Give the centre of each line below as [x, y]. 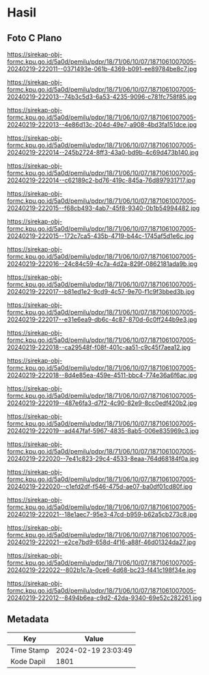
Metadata [28, 619]
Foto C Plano [34, 38]
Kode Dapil [28, 661]
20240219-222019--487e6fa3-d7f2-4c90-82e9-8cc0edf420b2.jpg [102, 403]
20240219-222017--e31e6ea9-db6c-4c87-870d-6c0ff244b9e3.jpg [102, 319]
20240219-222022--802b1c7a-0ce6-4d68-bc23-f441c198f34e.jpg [101, 570]
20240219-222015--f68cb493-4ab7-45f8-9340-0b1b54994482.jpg [103, 208]
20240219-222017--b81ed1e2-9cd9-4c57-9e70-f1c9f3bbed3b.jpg [101, 292]
